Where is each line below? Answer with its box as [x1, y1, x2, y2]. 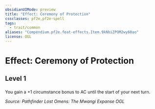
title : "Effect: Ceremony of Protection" [5, 12, 91, 17]
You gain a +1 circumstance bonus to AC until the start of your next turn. [5, 89, 151, 95]
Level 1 [5, 74, 26, 83]
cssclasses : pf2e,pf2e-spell [5, 16, 65, 21]
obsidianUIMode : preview [5, 7, 56, 12]
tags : [5, 20, 16, 26]
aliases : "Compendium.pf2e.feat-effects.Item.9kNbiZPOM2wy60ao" [5, 30, 139, 35]
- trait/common [9, 25, 41, 30]
